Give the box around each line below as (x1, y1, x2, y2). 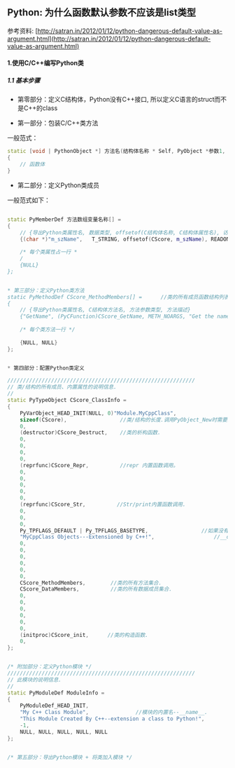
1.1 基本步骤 (7, 76, 41, 84)
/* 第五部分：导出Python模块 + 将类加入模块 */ (7, 753, 133, 761)
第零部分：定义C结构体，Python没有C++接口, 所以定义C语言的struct (17, 95, 215, 104)
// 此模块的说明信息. (7, 676, 62, 683)
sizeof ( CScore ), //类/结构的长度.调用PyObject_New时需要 (20, 416, 228, 423)
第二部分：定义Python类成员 (17, 181, 100, 189)
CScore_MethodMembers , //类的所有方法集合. (20, 579, 162, 586)
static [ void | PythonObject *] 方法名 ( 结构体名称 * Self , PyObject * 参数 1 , (7, 148, 226, 155)
